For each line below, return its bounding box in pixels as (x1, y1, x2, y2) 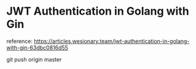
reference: (6, 37, 33, 45)
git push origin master (6, 56, 62, 63)
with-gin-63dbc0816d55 (6, 44, 69, 51)
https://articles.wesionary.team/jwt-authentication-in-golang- (33, 37, 190, 45)
